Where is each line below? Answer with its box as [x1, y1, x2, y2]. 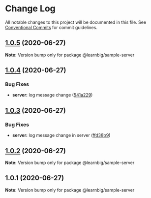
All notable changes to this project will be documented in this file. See [5, 19, 147, 25]
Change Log [5, 3, 56, 14]
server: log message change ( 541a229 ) [12, 92, 93, 98]
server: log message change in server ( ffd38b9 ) [12, 132, 111, 138]
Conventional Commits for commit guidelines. [5, 24, 97, 30]
